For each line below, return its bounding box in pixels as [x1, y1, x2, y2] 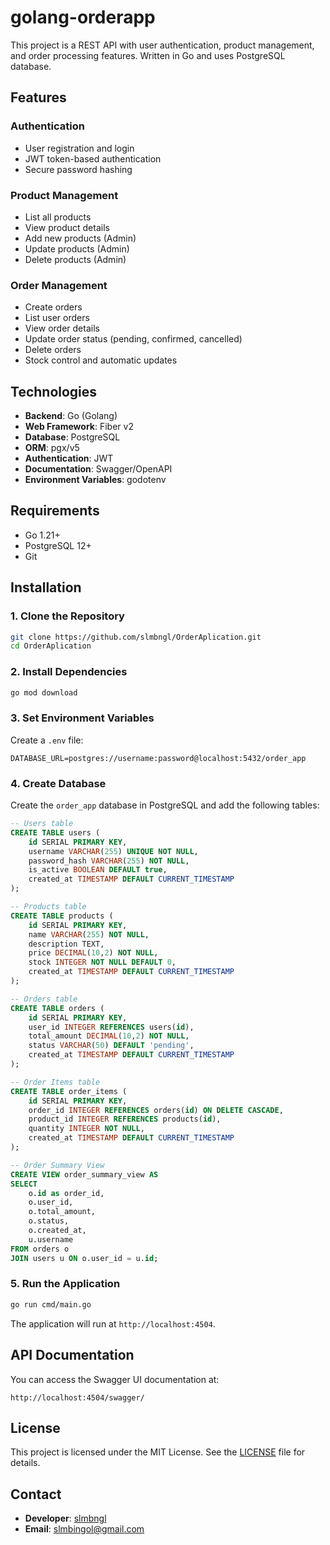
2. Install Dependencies [10, 665, 128, 679]
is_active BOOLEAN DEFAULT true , [28, 865, 168, 875]
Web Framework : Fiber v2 [24, 421, 134, 433]
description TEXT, [28, 939, 105, 949]
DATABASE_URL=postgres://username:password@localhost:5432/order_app [10, 753, 307, 763]
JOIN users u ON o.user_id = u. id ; [10, 1253, 159, 1263]
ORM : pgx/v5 [24, 442, 80, 454]
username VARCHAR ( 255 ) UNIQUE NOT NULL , [28, 846, 199, 856]
